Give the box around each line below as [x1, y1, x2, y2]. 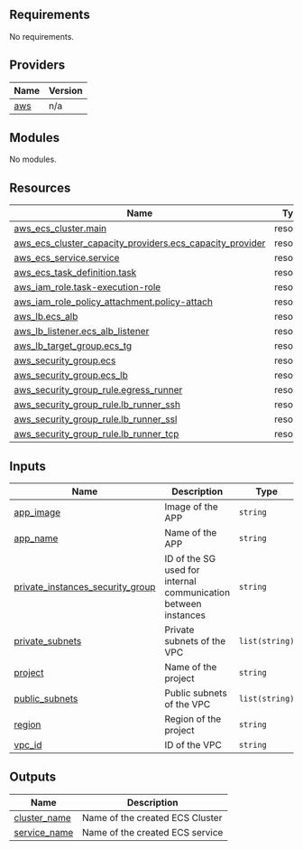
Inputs [9, 458, 47, 473]
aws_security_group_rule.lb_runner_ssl [14, 413, 178, 425]
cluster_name [14, 811, 71, 824]
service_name [14, 826, 74, 838]
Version [48, 84, 83, 97]
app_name [14, 532, 59, 545]
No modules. [9, 154, 57, 165]
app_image [14, 506, 61, 518]
